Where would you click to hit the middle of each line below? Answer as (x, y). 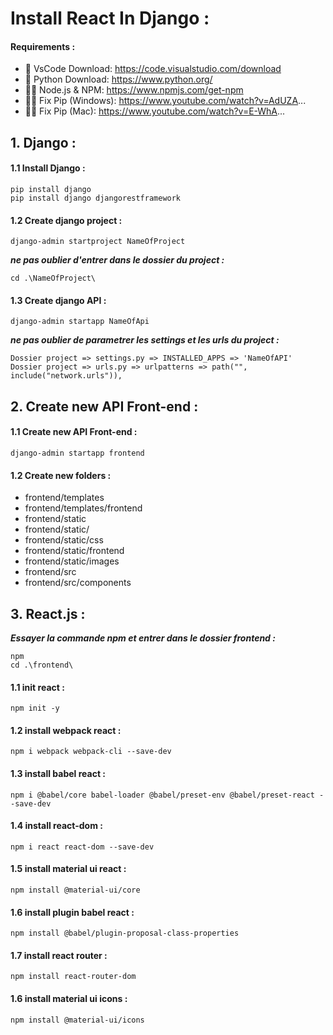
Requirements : (43, 46)
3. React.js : (48, 613)
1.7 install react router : (59, 955)
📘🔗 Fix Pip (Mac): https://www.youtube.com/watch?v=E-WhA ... (155, 111)
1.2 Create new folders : (61, 475)
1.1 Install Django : (48, 168)
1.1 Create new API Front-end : (74, 432)
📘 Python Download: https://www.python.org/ (118, 79)
